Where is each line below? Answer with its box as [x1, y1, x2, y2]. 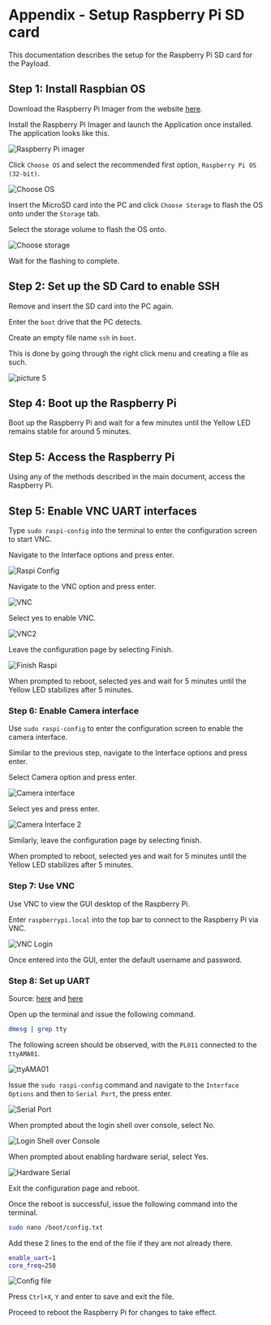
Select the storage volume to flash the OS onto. [8, 224, 167, 234]
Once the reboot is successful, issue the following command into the [8, 1199, 238, 1209]
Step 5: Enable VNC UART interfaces [8, 504, 197, 518]
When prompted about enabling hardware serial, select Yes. [8, 1152, 209, 1161]
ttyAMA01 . [8, 1048, 41, 1058]
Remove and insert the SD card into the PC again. [8, 301, 174, 311]
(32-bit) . [8, 168, 41, 178]
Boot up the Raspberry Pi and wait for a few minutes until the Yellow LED [8, 418, 252, 428]
